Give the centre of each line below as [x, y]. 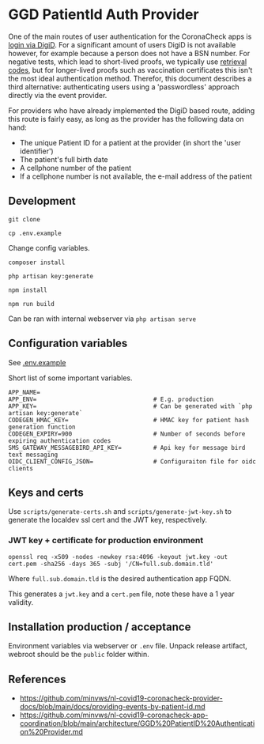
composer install [37, 262]
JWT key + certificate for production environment [106, 541]
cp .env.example [35, 233]
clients [21, 468]
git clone [25, 219]
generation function [42, 427]
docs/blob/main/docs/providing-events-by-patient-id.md [112, 707]
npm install [28, 290]
